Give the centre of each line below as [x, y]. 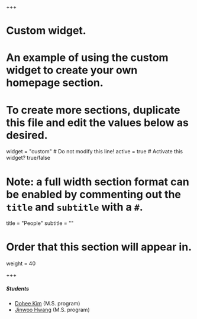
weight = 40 [21, 263]
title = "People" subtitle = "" [40, 223]
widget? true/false [28, 158]
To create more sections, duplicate [93, 110]
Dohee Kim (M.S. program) [47, 304]
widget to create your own [72, 70]
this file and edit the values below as [98, 123]
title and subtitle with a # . [75, 207]
